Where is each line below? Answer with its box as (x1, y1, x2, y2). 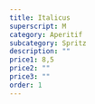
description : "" (9, 47, 71, 56)
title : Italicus (9, 13, 71, 23)
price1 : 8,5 (9, 55, 54, 64)
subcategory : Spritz (9, 38, 88, 48)
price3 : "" (9, 72, 51, 81)
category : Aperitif (9, 30, 83, 39)
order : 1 (9, 80, 43, 90)
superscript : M (9, 22, 67, 31)
